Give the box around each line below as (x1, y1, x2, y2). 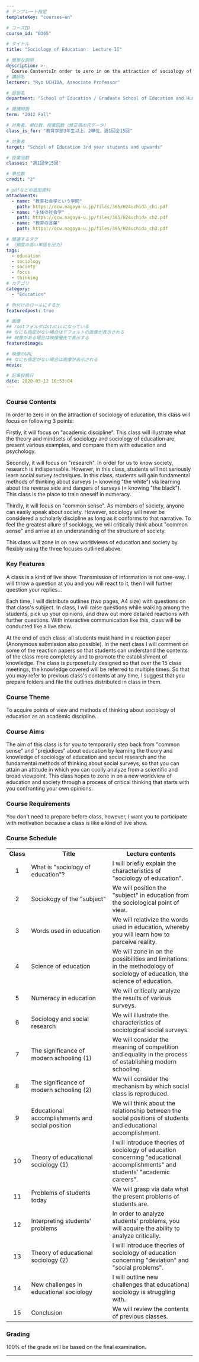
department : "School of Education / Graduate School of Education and (6, 95, 184, 101)
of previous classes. (112, 1312, 168, 1321)
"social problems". (112, 1263, 164, 1271)
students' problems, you (112, 1216, 180, 1225)
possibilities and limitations (112, 955, 188, 963)
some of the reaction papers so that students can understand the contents (6, 647, 188, 654)
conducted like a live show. (6, 622, 72, 629)
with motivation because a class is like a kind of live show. (6, 820, 148, 827)
